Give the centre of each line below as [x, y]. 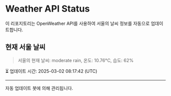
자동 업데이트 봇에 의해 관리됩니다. [39, 88]
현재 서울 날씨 [25, 47]
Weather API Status [48, 9]
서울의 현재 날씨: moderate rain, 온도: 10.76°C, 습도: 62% [76, 60]
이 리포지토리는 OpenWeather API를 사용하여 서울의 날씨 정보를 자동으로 [78, 23]
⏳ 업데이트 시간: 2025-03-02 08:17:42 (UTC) [51, 71]
